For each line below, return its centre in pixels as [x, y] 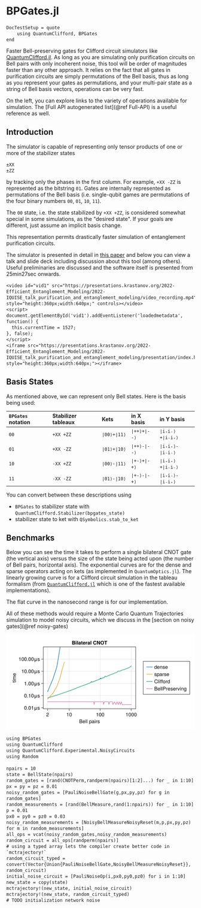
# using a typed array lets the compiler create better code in [88, 847]
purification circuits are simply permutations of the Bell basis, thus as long [98, 76]
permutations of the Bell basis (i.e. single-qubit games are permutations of [98, 194]
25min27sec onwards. [33, 274]
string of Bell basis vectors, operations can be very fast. [75, 89]
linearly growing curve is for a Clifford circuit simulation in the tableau [92, 578]
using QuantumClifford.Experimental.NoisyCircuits [71, 751]
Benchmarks [31, 538]
